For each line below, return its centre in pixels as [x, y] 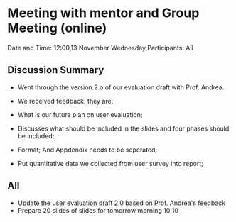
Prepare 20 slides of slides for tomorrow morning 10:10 [98, 210]
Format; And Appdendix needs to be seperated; [87, 150]
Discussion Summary [56, 70]
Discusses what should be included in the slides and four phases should [123, 128]
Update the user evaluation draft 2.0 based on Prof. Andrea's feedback [122, 203]
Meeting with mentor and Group [103, 13]
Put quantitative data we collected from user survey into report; [111, 163]
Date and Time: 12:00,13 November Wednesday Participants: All [100, 48]
